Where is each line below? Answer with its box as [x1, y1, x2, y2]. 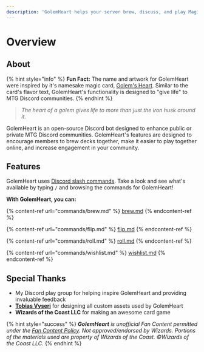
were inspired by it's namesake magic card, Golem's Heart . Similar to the [6, 81, 188, 89]
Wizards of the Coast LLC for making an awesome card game [15, 309, 171, 316]
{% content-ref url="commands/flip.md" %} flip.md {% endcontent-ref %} [6, 226, 192, 233]
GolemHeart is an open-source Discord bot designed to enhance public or [6, 124, 192, 132]
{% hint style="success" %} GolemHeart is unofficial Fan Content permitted [6, 320, 198, 328]
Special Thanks [6, 273, 66, 283]
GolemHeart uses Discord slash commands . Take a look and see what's [6, 177, 186, 185]
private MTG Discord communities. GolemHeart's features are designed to [6, 131, 192, 138]
